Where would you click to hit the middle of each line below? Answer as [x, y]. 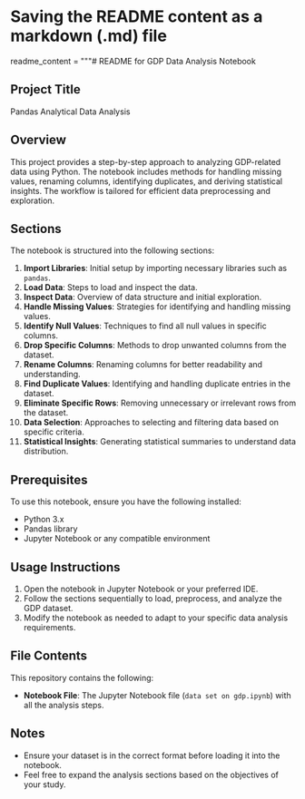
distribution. [46, 452]
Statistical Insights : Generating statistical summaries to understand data [160, 442]
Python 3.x [44, 520]
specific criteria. [54, 432]
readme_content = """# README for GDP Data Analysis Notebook [133, 61]
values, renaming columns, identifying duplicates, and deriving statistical [147, 181]
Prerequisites [49, 479]
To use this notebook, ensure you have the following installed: [126, 502]
